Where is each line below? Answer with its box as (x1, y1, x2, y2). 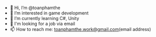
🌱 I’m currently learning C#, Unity (10, 15, 80, 21)
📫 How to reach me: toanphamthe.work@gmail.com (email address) (10, 26, 151, 32)
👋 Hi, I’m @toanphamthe (10, 5, 60, 10)
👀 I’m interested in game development (10, 10, 89, 16)
